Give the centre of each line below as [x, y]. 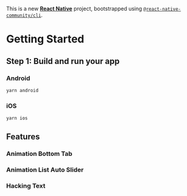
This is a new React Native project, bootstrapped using [74, 9]
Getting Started [45, 39]
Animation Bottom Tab [39, 154]
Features [23, 137]
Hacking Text [26, 186]
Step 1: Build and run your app [63, 61]
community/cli [24, 16]
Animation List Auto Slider [45, 170]
